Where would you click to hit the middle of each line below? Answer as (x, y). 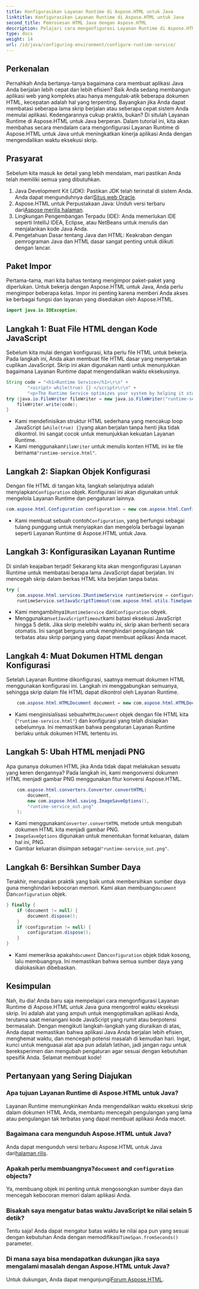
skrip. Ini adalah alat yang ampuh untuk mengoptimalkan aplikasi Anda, (93, 1013)
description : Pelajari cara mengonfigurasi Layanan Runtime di (86, 28)
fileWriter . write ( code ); (47, 405)
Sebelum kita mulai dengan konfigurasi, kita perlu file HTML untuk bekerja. (97, 352)
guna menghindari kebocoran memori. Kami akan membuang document (91, 888)
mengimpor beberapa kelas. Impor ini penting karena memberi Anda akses (97, 293)
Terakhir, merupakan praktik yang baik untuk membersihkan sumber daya (96, 882)
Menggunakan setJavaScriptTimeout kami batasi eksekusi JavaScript (98, 618)
